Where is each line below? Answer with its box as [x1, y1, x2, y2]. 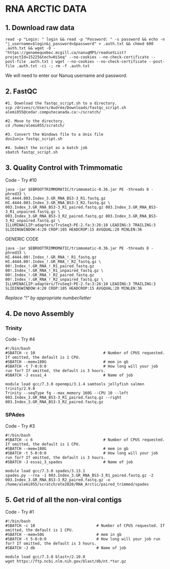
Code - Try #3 [5, 423, 35, 429]
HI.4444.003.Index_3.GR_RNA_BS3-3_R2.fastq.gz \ [5, 200, 110, 205]
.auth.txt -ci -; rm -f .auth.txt [16, 64, 90, 69]
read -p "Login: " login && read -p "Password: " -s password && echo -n [5, 37, 165, 42]
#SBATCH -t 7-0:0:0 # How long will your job [5, 364, 158, 369]
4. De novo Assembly [5, 309, 74, 318]
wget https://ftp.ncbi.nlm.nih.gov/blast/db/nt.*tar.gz [5, 559, 126, 564]
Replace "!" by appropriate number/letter [5, 295, 92, 301]
